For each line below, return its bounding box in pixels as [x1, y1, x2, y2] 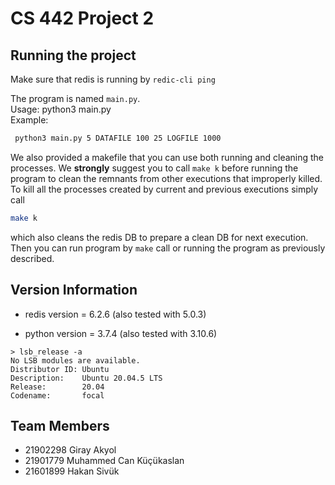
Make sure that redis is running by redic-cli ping [10, 73, 216, 85]
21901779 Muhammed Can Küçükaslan [24, 455, 185, 467]
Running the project [10, 47, 137, 64]
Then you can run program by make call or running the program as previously [10, 242, 326, 254]
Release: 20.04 [10, 382, 105, 392]
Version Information [10, 282, 138, 299]
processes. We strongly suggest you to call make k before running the [10, 162, 299, 174]
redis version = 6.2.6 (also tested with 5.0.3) [24, 308, 207, 320]
